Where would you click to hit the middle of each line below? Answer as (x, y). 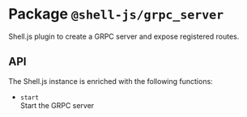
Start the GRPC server (57, 105)
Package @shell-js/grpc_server (116, 14)
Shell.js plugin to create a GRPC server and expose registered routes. (124, 36)
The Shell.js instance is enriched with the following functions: (111, 81)
